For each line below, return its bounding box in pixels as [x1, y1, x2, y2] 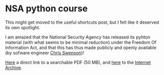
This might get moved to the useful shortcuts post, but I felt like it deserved [5, 19, 159, 25]
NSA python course [5, 3, 88, 14]
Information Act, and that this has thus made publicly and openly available [5, 44, 157, 50]
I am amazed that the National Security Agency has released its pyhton [5, 34, 151, 40]
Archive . [5, 65, 22, 71]
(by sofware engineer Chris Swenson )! [5, 50, 84, 56]
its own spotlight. [5, 24, 41, 30]
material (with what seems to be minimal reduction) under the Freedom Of [5, 39, 157, 45]
